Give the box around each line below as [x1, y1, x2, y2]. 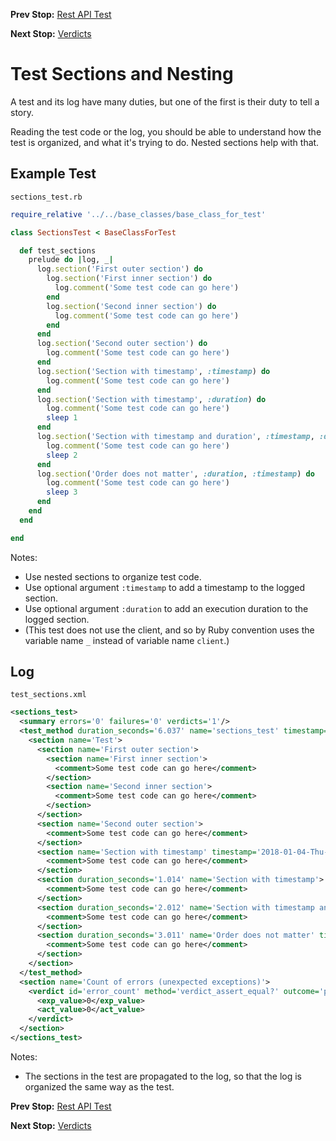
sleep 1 [46, 413, 78, 423]
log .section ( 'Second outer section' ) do [36, 339, 208, 349]
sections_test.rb [10, 192, 83, 202]
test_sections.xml [10, 690, 87, 700]
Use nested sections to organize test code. [24, 570, 202, 583]
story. [10, 106, 35, 118]
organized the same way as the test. [24, 1080, 175, 1093]
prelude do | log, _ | [28, 255, 114, 265]
